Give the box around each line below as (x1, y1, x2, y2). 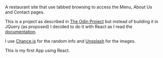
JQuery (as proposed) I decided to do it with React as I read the (5, 24, 133, 29)
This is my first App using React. (5, 48, 70, 53)
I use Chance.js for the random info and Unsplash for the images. (5, 38, 136, 44)
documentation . (5, 29, 37, 34)
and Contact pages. (5, 9, 45, 15)
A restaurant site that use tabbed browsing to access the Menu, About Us (5, 4, 152, 10)
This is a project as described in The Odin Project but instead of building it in (5, 19, 159, 24)
